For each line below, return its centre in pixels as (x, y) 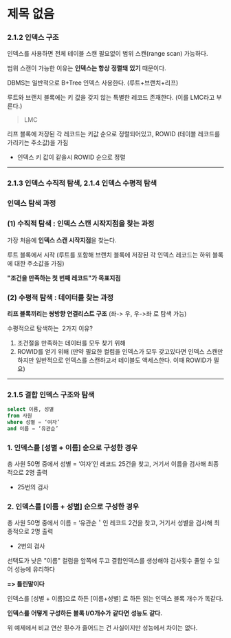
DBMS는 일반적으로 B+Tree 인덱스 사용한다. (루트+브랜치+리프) (93, 83)
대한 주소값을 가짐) (39, 263)
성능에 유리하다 (34, 569)
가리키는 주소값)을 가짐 (38, 142)
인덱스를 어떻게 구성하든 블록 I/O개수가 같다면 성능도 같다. (85, 613)
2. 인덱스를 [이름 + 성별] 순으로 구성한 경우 (73, 507)
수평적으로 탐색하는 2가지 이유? (50, 328)
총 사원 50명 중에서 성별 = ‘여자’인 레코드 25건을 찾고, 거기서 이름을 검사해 (107, 464)
